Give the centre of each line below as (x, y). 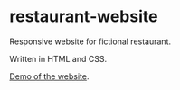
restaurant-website (84, 17)
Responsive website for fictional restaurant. (90, 41)
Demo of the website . (49, 76)
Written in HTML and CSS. (58, 58)
